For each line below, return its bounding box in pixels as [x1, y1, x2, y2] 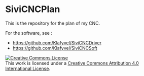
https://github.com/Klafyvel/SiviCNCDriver [12, 39, 102, 46]
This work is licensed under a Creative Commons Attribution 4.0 [5, 60, 139, 66]
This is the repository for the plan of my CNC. [5, 20, 100, 26]
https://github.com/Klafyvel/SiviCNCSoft [12, 45, 97, 51]
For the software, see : [5, 30, 52, 36]
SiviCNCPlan [5, 4, 60, 15]
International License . [5, 65, 51, 71]
